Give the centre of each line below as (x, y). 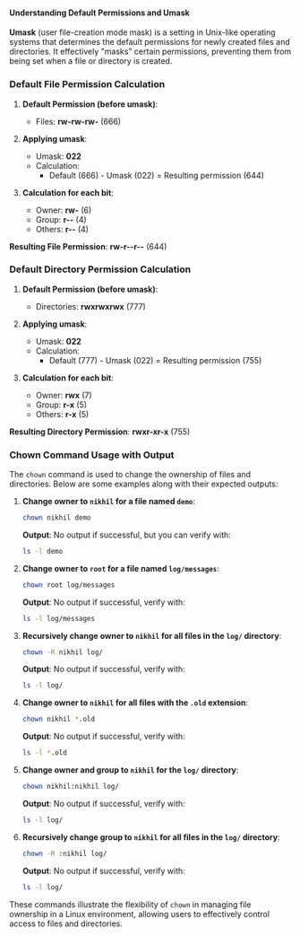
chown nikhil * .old (59, 719)
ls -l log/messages (59, 618)
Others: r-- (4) (62, 229)
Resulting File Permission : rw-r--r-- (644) (88, 246)
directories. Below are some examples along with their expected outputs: (144, 484)
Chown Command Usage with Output (92, 455)
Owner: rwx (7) (64, 395)
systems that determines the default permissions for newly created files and (150, 42)
